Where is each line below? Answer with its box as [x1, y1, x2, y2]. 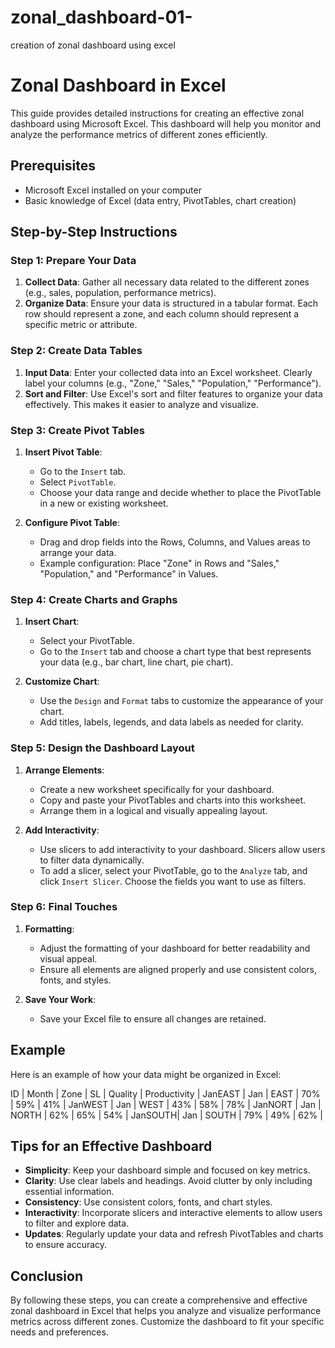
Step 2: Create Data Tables [10, 344, 143, 358]
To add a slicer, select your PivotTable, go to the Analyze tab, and [39, 864, 308, 876]
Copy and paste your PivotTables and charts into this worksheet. [39, 794, 307, 806]
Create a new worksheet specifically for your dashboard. [39, 783, 275, 795]
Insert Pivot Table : [24, 446, 103, 458]
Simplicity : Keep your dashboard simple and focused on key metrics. [24, 1164, 311, 1176]
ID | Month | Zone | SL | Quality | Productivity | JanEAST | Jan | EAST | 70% [10, 1087, 321, 1100]
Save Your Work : [24, 993, 97, 1005]
